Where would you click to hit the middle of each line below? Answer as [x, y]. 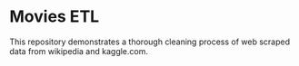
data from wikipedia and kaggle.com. [79, 51]
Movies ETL [55, 17]
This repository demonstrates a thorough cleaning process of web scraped [150, 42]
